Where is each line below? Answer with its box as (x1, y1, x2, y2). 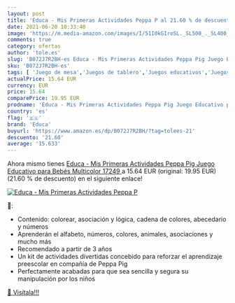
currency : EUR (7, 82, 49, 89)
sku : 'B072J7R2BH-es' (7, 62, 71, 69)
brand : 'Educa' (7, 120, 52, 128)
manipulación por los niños (17, 274, 96, 283)
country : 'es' (7, 108, 49, 115)
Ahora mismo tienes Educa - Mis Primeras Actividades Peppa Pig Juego (7, 160, 215, 168)
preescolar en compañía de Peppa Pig (17, 260, 128, 268)
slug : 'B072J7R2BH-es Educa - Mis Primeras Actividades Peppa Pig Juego (7, 56, 224, 63)
